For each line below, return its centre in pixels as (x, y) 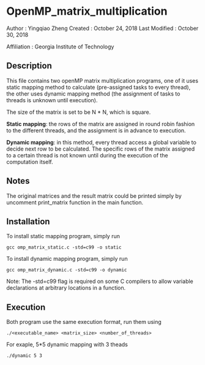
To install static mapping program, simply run (63, 236)
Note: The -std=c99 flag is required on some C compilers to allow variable (100, 281)
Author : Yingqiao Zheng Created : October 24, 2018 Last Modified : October (102, 28)
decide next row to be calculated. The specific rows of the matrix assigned (101, 149)
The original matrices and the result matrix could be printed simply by (94, 196)
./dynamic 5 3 (24, 356)
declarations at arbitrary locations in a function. (66, 288)
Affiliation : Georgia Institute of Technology (60, 47)
